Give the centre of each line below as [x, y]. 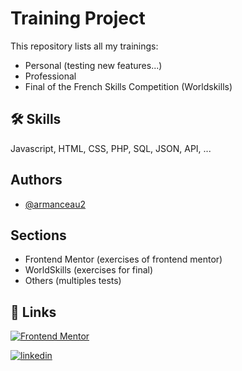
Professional [50, 76]
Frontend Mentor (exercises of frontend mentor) [123, 259]
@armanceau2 [55, 204]
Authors [36, 180]
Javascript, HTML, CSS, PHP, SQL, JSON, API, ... [111, 148]
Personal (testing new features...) [93, 65]
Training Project [78, 18]
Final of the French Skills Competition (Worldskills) [128, 86]
